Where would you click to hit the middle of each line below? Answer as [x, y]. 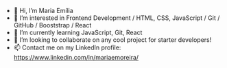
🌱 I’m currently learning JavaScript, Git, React [78, 32]
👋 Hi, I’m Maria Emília [43, 11]
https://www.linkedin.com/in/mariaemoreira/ [76, 57]
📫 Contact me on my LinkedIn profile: [67, 47]
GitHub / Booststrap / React [52, 25]
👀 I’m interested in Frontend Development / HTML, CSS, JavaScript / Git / [117, 18]
